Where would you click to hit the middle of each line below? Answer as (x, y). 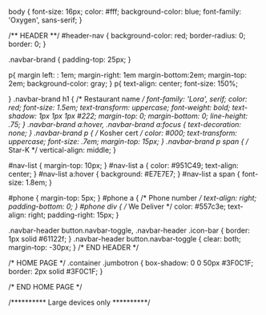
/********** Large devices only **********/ (79, 302)
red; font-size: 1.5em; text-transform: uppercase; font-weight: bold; (119, 108)
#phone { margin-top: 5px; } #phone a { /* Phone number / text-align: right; (133, 198)
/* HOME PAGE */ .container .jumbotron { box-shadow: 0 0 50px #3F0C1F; (131, 263)
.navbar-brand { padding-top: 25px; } (70, 60)
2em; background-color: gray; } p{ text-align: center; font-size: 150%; (123, 84)
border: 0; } (27, 44)
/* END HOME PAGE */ (45, 287)
